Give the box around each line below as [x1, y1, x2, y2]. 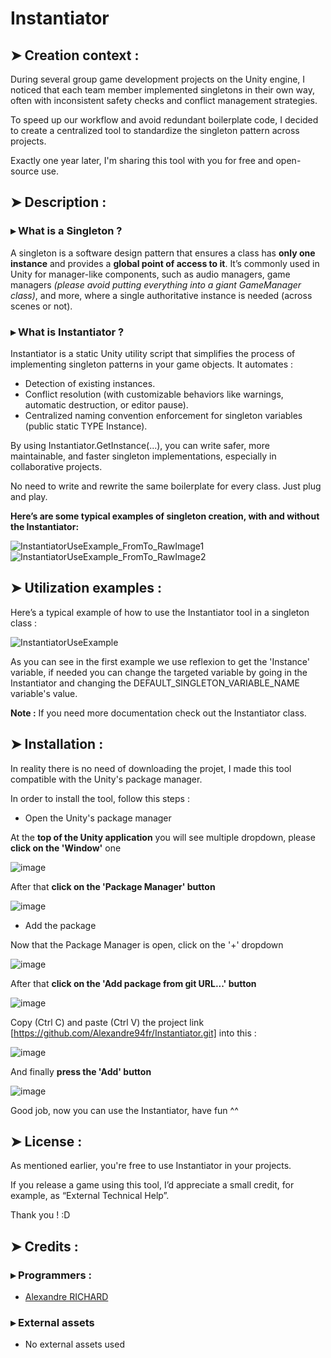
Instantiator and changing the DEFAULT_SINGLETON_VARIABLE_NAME [10, 677, 300, 689]
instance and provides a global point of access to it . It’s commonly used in [10, 257, 320, 269]
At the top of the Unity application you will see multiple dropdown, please [10, 831, 316, 843]
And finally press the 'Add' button [10, 1065, 152, 1077]
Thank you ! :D [10, 1209, 71, 1221]
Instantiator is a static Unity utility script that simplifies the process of [10, 347, 296, 359]
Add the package [24, 919, 97, 931]
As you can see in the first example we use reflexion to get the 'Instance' [10, 655, 310, 667]
